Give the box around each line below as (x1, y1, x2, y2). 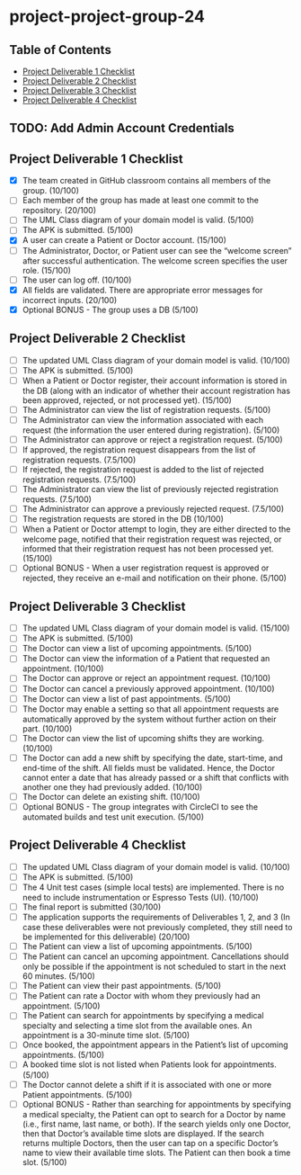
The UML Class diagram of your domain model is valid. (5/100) (22, 214, 254, 226)
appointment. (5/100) (22, 1000, 101, 1011)
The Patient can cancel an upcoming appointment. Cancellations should (22, 951, 289, 962)
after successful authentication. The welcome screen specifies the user (22, 255, 288, 266)
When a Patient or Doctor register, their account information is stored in (22, 375, 288, 386)
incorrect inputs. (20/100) (22, 294, 118, 305)
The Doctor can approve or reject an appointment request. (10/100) (22, 673, 271, 684)
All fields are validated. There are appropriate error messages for (22, 284, 263, 295)
